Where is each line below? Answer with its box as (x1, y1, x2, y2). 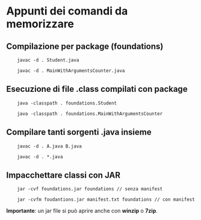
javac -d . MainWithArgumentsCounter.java (17, 68, 125, 74)
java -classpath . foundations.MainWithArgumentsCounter (17, 111, 163, 117)
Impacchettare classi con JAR (6, 170, 121, 181)
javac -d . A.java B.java (17, 143, 82, 149)
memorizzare (6, 17, 74, 31)
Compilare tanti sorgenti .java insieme (6, 127, 152, 137)
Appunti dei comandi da (6, 4, 128, 18)
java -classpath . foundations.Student (17, 100, 117, 106)
